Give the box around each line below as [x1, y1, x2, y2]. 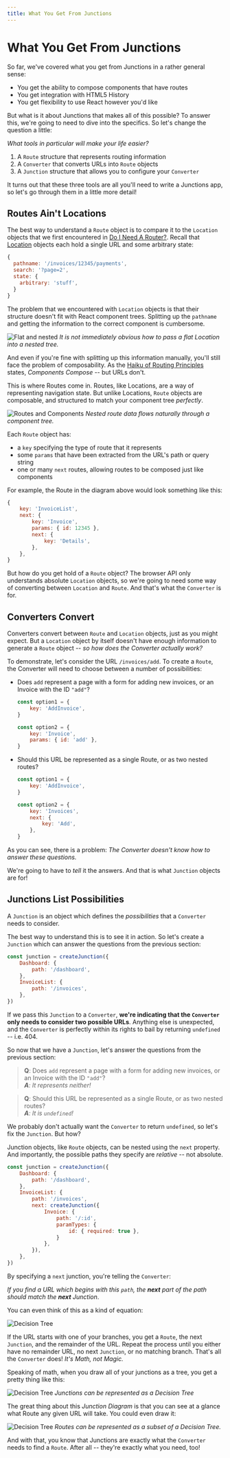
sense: [7, 70, 26, 78]
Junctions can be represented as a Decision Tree [54, 1388, 194, 1397]
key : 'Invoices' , [30, 807, 80, 814]
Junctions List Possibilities [7, 894, 125, 905]
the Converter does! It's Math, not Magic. [7, 1354, 124, 1363]
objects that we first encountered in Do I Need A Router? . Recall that [7, 233, 200, 242]
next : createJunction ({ [32, 1202, 100, 1209]
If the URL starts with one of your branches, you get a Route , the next [7, 1333, 203, 1341]
